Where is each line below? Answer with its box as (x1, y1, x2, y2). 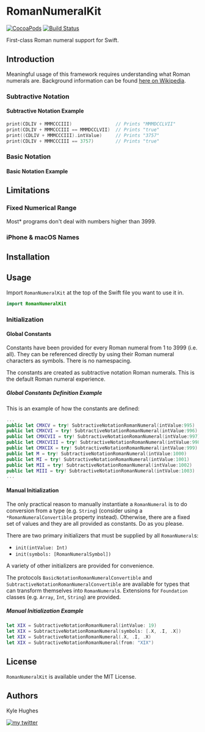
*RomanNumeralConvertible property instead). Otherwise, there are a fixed (6, 513, 190, 521)
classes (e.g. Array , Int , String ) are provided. (6, 593, 121, 600)
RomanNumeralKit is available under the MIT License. (6, 673, 137, 680)
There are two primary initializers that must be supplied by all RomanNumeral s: (6, 531, 199, 539)
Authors (6, 690, 38, 701)
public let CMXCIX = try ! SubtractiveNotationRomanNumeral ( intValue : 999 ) (6, 445, 198, 451)
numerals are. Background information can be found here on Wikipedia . (6, 77, 186, 84)
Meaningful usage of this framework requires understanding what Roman (6, 70, 190, 78)
